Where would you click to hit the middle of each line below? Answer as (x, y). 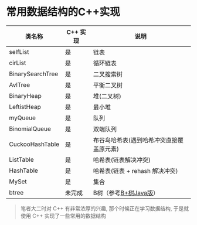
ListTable (21, 159)
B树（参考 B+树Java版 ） (126, 193)
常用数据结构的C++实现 (63, 12)
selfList (19, 52)
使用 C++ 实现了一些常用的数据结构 (63, 216)
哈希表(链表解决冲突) (122, 160)
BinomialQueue (30, 128)
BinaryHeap (26, 96)
